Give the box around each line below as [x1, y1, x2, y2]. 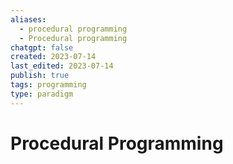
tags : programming [10, 80, 87, 90]
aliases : [10, 14, 47, 25]
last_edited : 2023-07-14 [10, 61, 114, 71]
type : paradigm [10, 89, 74, 99]
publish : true [10, 71, 70, 81]
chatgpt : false [10, 42, 74, 53]
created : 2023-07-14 [10, 52, 97, 62]
